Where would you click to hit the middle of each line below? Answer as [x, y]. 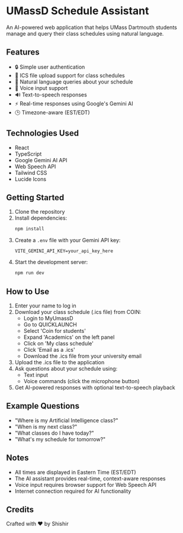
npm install [29, 229]
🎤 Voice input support [41, 88]
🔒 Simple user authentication [50, 67]
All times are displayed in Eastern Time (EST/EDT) [75, 472]
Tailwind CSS [31, 172]
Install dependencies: [41, 218]
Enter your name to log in [46, 306]
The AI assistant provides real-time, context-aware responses [90, 479]
